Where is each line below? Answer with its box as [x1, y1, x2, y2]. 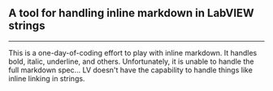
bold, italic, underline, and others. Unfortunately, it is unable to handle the [8, 56, 254, 66]
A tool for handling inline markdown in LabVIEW [8, 6, 254, 20]
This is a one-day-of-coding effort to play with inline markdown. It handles [8, 48, 258, 57]
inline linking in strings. [8, 73, 85, 83]
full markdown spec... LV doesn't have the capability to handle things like [8, 64, 253, 75]
